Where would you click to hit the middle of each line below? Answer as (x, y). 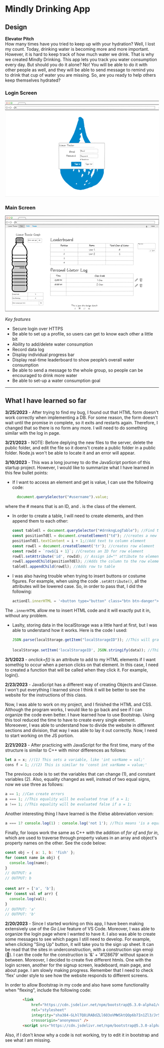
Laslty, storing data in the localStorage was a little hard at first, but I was (85, 625)
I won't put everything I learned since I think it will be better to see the (75, 690)
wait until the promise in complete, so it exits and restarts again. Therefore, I (82, 423)
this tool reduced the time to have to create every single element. (71, 720)
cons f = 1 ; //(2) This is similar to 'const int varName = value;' (76, 765)
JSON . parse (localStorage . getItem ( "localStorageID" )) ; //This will (81, 640)
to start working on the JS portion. (40, 735)
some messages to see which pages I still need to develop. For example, (78, 939)
